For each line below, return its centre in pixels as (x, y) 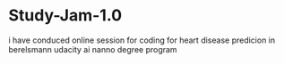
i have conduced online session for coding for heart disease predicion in (142, 40)
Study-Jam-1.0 (65, 16)
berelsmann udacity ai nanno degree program (93, 49)
